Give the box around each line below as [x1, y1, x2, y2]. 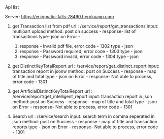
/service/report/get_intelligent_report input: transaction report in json [12, 93, 152, 99]
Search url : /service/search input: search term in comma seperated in [12, 113, 155, 119]
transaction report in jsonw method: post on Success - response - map [12, 68, 157, 74]
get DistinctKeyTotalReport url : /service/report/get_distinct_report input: [12, 63, 160, 69]
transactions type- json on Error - [12, 34, 80, 39]
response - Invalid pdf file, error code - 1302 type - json [19, 43, 133, 49]
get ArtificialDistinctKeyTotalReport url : [12, 88, 93, 94]
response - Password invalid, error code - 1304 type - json [19, 54, 139, 59]
